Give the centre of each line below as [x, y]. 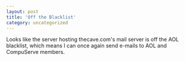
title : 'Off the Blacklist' [41, 17]
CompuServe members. [36, 52]
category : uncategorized [37, 23]
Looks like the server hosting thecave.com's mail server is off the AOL [93, 40]
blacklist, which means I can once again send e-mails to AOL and [87, 46]
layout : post [22, 12]
